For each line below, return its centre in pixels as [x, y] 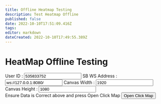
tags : [11, 28]
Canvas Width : [79, 82]
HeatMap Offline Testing [56, 62]
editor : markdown [23, 33]
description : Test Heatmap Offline [42, 14]
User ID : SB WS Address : [61, 76]
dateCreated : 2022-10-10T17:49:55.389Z [46, 38]
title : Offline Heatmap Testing [38, 10]
